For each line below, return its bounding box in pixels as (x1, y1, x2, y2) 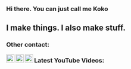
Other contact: (6, 41, 49, 49)
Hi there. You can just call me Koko (6, 5, 108, 13)
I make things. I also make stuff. (6, 23, 126, 33)
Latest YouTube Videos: (34, 57, 105, 65)
